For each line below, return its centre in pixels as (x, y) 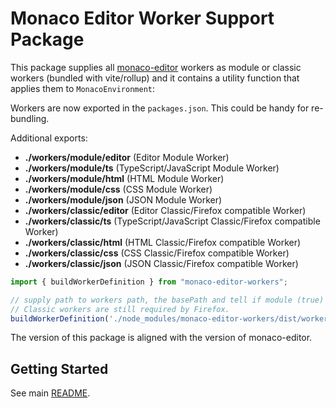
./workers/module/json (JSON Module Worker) (123, 199)
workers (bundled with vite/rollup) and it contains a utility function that (155, 78)
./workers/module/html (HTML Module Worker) (124, 178)
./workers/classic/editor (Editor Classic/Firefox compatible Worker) (165, 210)
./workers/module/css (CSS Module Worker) (118, 189)
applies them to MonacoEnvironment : (83, 88)
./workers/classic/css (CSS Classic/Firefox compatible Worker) (157, 253)
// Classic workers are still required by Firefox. (120, 309)
